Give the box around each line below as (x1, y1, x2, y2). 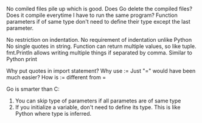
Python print (6, 56, 38, 62)
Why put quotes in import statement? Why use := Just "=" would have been (6, 67, 196, 75)
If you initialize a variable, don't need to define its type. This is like (15, 104, 181, 111)
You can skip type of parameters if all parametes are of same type (15, 97, 181, 104)
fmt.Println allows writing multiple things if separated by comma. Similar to (6, 49, 193, 56)
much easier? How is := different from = (6, 74, 106, 81)
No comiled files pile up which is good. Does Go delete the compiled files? (6, 5, 193, 12)
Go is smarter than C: (6, 85, 60, 93)
